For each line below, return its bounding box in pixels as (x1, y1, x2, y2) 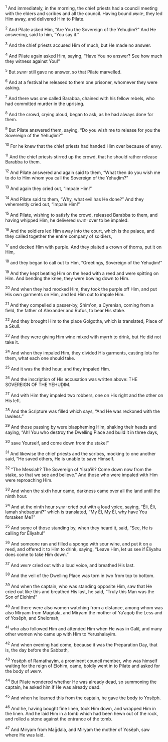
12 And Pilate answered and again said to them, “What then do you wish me (5, 168, 160, 175)
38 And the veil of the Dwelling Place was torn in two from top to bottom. (5, 572, 155, 579)
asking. (5, 84, 21, 90)
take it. (5, 339, 19, 345)
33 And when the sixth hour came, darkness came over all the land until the (5, 487, 160, 494)
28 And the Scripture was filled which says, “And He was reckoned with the (5, 407, 160, 414)
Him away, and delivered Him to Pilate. (5, 16, 85, 22)
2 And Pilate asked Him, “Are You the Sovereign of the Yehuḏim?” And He (5, 25, 156, 32)
